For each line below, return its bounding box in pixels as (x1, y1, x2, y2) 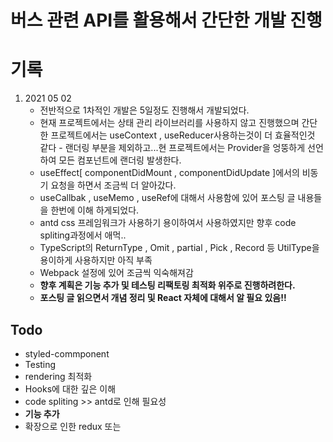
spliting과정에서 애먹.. (39, 229, 127, 241)
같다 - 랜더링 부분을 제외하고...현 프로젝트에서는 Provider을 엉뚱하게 (39, 142, 306, 154)
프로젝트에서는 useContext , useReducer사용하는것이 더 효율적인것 (50, 129, 316, 141)
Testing (24, 358, 57, 370)
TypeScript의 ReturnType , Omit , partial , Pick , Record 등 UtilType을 (39, 242, 320, 254)
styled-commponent (24, 347, 110, 360)
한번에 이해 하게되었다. (50, 204, 140, 216)
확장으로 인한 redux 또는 (24, 420, 122, 432)
